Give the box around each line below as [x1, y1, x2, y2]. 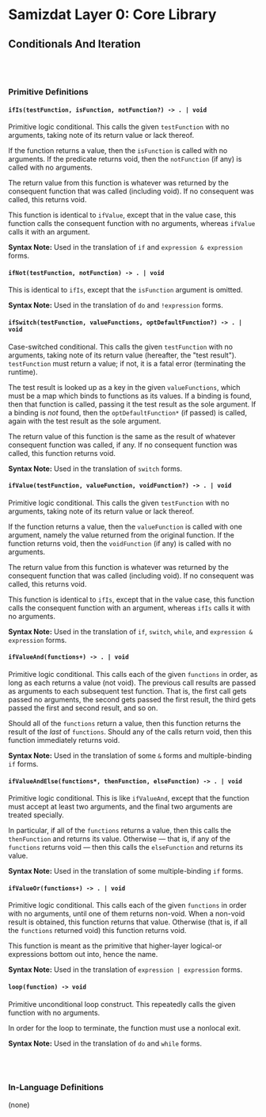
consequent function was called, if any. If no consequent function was [8, 440, 237, 449]
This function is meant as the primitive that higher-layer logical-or [8, 941, 222, 951]
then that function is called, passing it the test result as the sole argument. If [8, 399, 256, 409]
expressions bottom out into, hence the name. [8, 950, 158, 959]
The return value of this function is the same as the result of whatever [8, 431, 236, 441]
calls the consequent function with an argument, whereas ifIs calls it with [8, 602, 251, 612]
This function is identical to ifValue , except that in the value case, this [8, 210, 237, 220]
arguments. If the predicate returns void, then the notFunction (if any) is [8, 155, 242, 164]
